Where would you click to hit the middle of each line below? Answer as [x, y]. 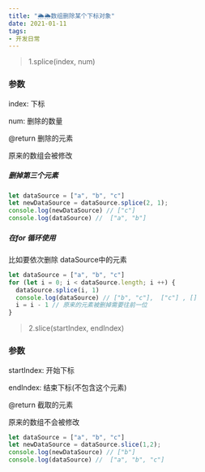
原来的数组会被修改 [41, 155]
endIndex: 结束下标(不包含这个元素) [68, 388]
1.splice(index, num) [62, 62]
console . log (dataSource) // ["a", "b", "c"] [86, 460]
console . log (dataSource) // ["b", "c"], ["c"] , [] [107, 297]
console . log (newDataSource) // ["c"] [72, 211]
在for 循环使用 [32, 237]
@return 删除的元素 [41, 138]
